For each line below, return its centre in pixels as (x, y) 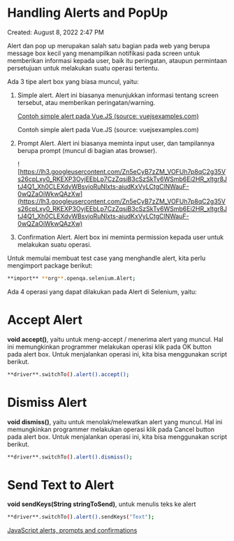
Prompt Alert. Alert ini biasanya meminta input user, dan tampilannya (116, 143)
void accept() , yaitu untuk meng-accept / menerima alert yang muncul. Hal (115, 339)
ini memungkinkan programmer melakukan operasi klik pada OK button (109, 347)
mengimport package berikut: (50, 265)
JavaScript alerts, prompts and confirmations (72, 531)
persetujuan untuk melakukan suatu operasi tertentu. (83, 68)
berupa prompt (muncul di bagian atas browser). (87, 150)
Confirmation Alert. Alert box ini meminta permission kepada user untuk (120, 237)
